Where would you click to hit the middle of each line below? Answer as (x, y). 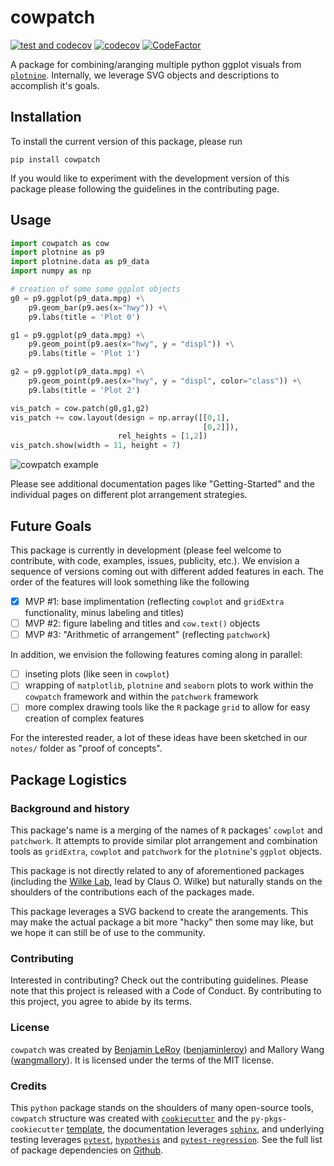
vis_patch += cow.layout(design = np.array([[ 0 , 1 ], (120, 417)
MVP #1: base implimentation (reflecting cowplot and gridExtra (154, 601)
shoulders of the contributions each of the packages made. (132, 892)
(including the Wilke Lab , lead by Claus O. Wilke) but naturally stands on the (166, 882)
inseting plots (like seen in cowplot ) (97, 674)
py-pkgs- (269, 1119)
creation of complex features (84, 718)
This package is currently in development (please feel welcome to (146, 550)
